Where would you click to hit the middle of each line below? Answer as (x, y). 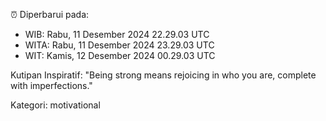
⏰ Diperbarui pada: (50, 14)
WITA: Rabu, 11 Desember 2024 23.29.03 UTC (119, 45)
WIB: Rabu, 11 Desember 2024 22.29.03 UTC (117, 34)
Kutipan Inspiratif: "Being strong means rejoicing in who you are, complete (163, 75)
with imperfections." (51, 85)
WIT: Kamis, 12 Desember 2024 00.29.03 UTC (120, 55)
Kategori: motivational (55, 105)
